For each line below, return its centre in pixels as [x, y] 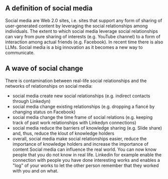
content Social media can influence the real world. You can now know [85, 149]
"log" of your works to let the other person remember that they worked [86, 165]
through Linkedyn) [32, 101]
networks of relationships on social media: [49, 86]
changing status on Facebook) [44, 112]
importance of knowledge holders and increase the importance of [80, 144]
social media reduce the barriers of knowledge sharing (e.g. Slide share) [87, 128]
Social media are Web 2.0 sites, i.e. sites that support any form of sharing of [84, 20]
